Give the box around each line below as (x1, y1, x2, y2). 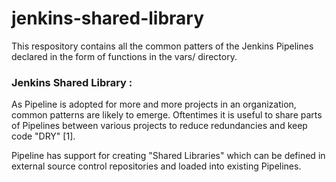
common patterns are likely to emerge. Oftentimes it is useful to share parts (11, 109, 323, 121)
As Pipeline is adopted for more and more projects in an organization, (11, 98, 297, 111)
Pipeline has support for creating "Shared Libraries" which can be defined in (11, 150, 326, 162)
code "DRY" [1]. (11, 130, 76, 142)
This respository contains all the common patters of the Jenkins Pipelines (11, 40, 314, 52)
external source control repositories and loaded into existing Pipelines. (11, 160, 302, 172)
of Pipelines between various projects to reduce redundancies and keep (11, 120, 308, 132)
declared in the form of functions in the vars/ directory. (11, 50, 238, 62)
